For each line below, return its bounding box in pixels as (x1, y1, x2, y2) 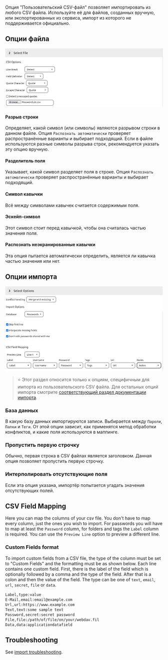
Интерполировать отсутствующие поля (5, 471, 107, 478)
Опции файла (5, 35, 49, 43)
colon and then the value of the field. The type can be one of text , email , (5, 576, 156, 582)
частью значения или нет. (5, 258, 61, 264)
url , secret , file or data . (5, 582, 56, 588)
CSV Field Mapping (5, 502, 66, 511)
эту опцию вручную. (5, 146, 49, 152)
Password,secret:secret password (5, 612, 75, 617)
